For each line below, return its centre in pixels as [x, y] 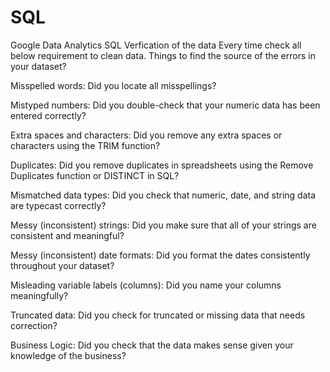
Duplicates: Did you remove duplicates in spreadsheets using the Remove [162, 165]
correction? [34, 325]
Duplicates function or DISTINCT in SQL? [95, 175]
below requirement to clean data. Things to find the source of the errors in [163, 55]
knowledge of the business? [68, 355]
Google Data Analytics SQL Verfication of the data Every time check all [156, 45]
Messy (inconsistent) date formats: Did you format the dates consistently [160, 255]
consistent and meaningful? [67, 235]
